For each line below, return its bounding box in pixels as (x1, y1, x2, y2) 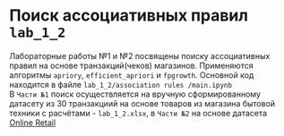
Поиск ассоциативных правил (9, 5, 249, 26)
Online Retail (9, 117, 56, 128)
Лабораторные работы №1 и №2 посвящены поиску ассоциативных (9, 50, 271, 61)
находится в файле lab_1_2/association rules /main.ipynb (9, 79, 233, 89)
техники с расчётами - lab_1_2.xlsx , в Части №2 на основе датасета (9, 107, 267, 118)
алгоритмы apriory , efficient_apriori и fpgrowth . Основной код (9, 69, 254, 81)
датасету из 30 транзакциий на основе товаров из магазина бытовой (9, 98, 276, 108)
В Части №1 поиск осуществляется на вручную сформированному (9, 89, 262, 99)
